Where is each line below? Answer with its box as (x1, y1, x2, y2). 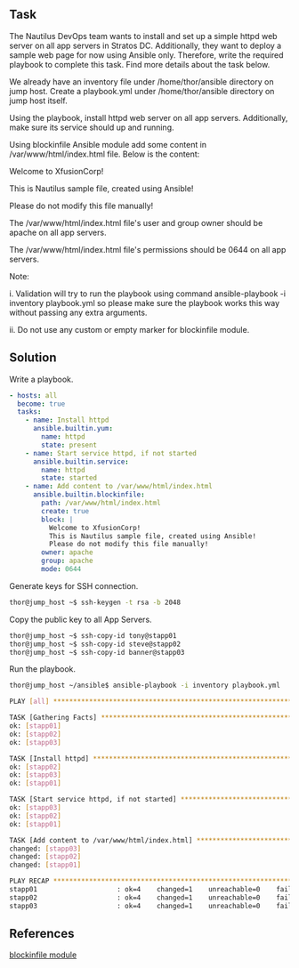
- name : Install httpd (25, 415, 109, 425)
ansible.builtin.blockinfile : (32, 490, 145, 499)
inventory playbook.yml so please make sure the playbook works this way (9, 297, 280, 308)
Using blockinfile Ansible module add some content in (9, 139, 207, 149)
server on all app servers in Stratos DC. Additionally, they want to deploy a (9, 40, 282, 51)
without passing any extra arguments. (9, 307, 148, 318)
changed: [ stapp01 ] (9, 860, 82, 870)
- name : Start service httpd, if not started (25, 448, 198, 457)
